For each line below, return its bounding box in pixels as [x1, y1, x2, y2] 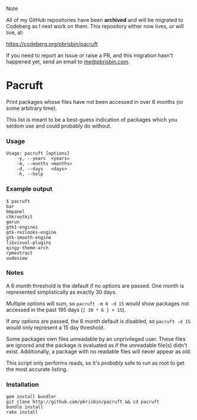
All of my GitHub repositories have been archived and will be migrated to [6, 17, 183, 23]
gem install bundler [6, 394, 57, 400]
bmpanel [6, 209, 25, 214]
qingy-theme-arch [6, 245, 49, 250]
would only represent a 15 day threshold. [6, 324, 105, 331]
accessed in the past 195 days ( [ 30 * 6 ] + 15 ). [6, 306, 126, 313]
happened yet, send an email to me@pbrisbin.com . [6, 58, 130, 65]
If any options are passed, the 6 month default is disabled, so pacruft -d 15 [6, 317, 191, 324]
